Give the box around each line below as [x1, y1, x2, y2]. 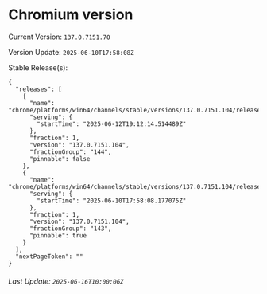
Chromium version [8, 6, 133, 24]
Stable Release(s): [8, 62, 68, 73]
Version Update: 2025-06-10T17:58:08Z [8, 47, 134, 57]
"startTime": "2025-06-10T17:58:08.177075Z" [37, 197, 187, 205]
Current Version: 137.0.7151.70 [8, 32, 110, 41]
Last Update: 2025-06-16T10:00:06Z [8, 276, 125, 286]
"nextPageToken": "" [15, 253, 83, 261]
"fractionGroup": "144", [29, 147, 112, 156]
